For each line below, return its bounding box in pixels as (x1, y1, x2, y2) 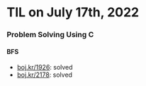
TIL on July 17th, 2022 (6, 4, 140, 21)
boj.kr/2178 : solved (16, 70, 72, 79)
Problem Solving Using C (6, 30, 94, 40)
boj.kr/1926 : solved (16, 63, 73, 72)
